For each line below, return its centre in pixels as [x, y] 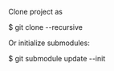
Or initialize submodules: [49, 43]
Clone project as [35, 12]
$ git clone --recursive [45, 27]
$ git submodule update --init [57, 58]
